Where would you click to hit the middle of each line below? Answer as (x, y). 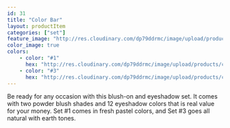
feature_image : (29, 39)
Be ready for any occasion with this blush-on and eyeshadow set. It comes (112, 97)
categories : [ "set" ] (37, 33)
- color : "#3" (39, 71)
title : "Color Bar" (35, 20)
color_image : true (33, 45)
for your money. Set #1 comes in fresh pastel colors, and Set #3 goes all (108, 111)
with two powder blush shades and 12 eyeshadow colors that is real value (111, 104)
